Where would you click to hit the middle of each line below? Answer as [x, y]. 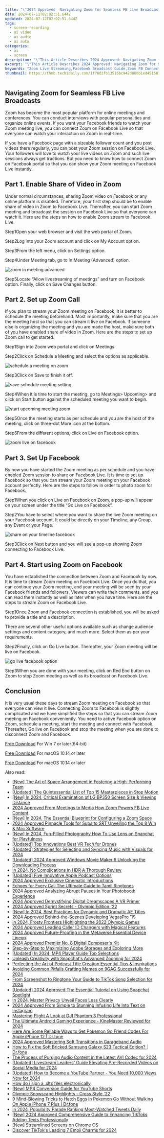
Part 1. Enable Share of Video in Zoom [63, 184]
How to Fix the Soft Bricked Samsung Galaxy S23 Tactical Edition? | [80, 1047]
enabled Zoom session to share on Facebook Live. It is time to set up [74, 475]
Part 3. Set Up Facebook [42, 458]
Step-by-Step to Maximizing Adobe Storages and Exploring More [77, 948]
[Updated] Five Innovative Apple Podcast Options [62, 875]
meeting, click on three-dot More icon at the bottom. [58, 423]
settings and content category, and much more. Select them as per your [77, 631]
